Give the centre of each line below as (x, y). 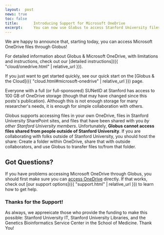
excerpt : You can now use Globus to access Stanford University (76, 28)
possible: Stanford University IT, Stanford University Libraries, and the (75, 218)
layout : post (20, 10)
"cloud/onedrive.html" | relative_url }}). (44, 67)
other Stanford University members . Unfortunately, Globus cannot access (80, 126)
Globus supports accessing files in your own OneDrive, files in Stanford (77, 116)
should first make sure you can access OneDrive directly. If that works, (76, 179)
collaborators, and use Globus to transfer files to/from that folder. (71, 147)
